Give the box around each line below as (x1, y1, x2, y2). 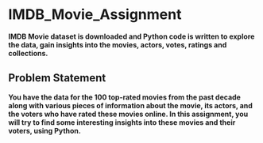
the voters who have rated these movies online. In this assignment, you (8, 109, 249, 119)
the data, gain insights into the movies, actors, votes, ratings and (8, 40, 227, 49)
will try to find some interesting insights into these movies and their (8, 117, 236, 127)
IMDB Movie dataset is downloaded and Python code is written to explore (8, 32, 255, 41)
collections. (8, 48, 48, 58)
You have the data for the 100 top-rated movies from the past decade (8, 92, 241, 102)
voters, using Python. (8, 126, 81, 135)
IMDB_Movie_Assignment (8, 6, 182, 24)
